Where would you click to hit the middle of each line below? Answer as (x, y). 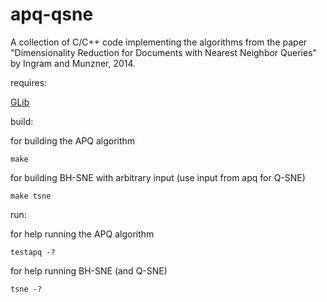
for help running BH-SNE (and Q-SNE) (89, 270)
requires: (29, 82)
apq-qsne (52, 14)
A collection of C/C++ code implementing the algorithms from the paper (159, 42)
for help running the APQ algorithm (82, 234)
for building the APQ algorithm (73, 140)
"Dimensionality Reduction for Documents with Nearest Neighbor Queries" (164, 52)
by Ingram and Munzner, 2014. (73, 63)
